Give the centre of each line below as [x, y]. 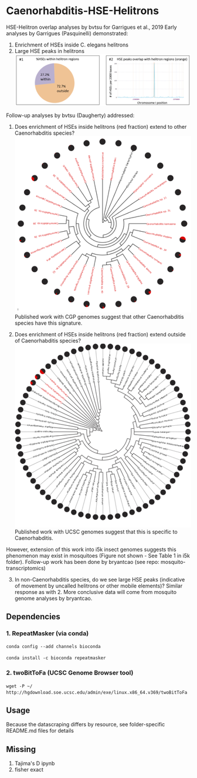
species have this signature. [48, 323]
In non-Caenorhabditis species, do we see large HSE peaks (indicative [100, 579]
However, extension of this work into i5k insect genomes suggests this [91, 549]
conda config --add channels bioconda [53, 647]
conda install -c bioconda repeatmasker [56, 658]
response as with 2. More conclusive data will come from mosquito [96, 592]
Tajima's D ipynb [35, 763]
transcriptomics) [26, 568]
